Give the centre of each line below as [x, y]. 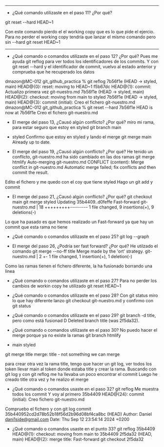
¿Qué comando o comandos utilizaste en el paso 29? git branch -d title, [84, 315]
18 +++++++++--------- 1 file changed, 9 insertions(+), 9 [96, 207]
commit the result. [30, 172]
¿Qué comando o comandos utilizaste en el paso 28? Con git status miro [85, 295]
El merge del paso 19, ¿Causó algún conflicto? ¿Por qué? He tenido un [82, 152]
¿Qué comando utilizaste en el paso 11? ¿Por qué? [62, 13]
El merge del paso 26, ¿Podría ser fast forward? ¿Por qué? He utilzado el [85, 246]
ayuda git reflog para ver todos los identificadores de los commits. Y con [85, 61]
